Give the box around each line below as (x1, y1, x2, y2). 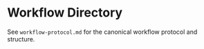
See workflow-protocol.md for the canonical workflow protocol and (7, 28, 198, 36)
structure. (7, 35, 35, 43)
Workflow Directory (7, 5, 123, 21)
